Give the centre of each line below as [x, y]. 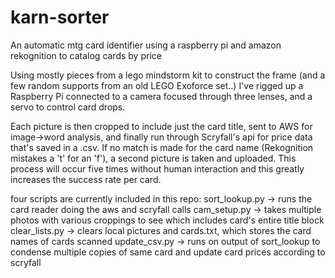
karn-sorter [60, 17]
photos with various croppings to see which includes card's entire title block [167, 220]
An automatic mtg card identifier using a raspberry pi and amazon [146, 45]
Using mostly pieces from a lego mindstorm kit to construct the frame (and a [168, 75]
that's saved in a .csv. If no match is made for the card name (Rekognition [162, 147]
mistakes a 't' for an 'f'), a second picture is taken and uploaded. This [153, 158]
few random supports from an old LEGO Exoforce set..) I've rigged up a [157, 85]
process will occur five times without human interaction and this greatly [157, 168]
